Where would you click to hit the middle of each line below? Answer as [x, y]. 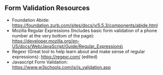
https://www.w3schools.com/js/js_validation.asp [61, 67]
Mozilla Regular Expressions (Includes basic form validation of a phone [84, 30]
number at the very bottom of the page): [53, 36]
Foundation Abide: [31, 20]
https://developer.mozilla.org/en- [46, 41]
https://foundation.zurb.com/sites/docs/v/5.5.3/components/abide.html [85, 25]
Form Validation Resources [47, 8]
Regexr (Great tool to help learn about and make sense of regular [78, 51]
